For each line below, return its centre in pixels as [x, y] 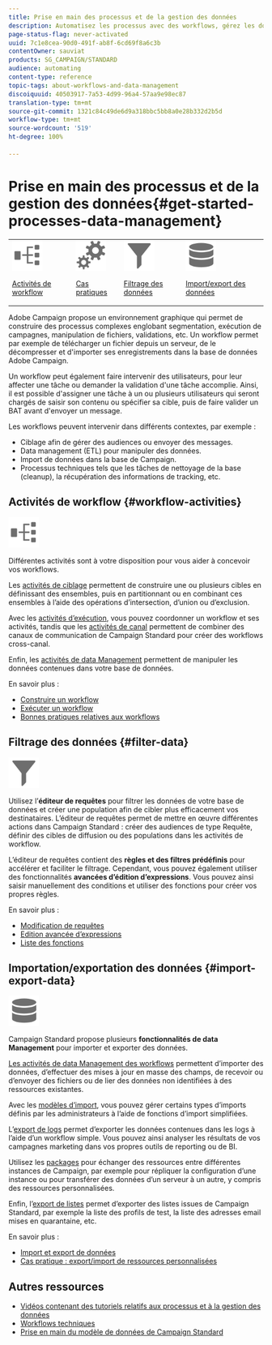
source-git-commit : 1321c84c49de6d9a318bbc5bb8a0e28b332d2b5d [115, 111]
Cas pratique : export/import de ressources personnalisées [118, 1261]
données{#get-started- [173, 203]
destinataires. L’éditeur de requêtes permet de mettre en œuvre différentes [134, 818]
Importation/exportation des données [105, 968]
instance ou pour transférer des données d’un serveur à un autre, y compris [135, 1180]
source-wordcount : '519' [50, 129]
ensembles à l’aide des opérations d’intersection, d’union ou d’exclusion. [129, 602]
